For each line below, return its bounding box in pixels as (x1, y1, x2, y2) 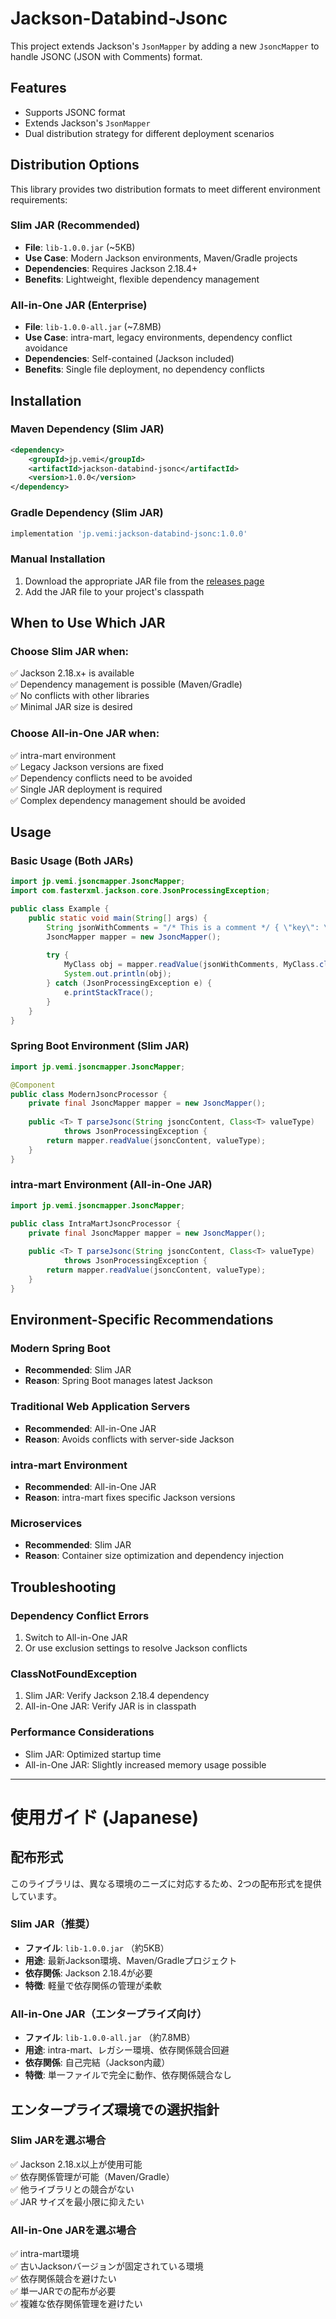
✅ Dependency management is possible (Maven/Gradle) (10, 678, 243, 691)
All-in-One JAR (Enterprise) (10, 298, 148, 312)
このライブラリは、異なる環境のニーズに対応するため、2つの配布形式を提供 (10, 1877, 322, 1889)
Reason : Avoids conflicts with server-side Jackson (24, 1433, 235, 1445)
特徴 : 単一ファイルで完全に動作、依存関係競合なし (24, 2069, 232, 2081)
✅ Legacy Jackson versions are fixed (10, 760, 164, 772)
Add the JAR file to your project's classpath (24, 585, 205, 597)
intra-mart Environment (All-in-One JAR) (10, 1178, 213, 1192)
